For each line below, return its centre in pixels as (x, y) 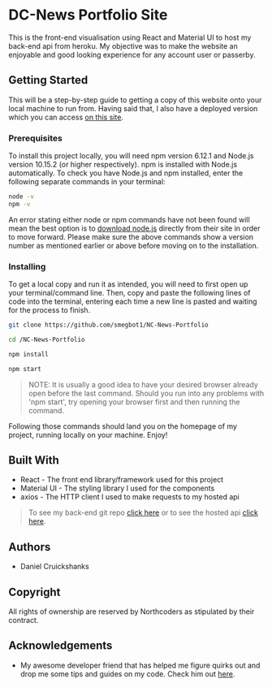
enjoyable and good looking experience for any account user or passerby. (132, 54)
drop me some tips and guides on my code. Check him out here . (127, 674)
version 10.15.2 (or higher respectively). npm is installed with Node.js (123, 165)
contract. (24, 620)
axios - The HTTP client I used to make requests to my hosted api (130, 497)
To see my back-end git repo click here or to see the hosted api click (143, 512)
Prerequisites (35, 138)
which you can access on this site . (66, 117)
